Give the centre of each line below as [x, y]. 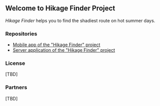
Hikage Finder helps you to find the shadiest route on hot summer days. [80, 20]
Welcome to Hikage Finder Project [60, 8]
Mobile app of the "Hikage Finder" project [56, 45]
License [15, 63]
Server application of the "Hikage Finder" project [64, 50]
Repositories [21, 33]
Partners [16, 87]
